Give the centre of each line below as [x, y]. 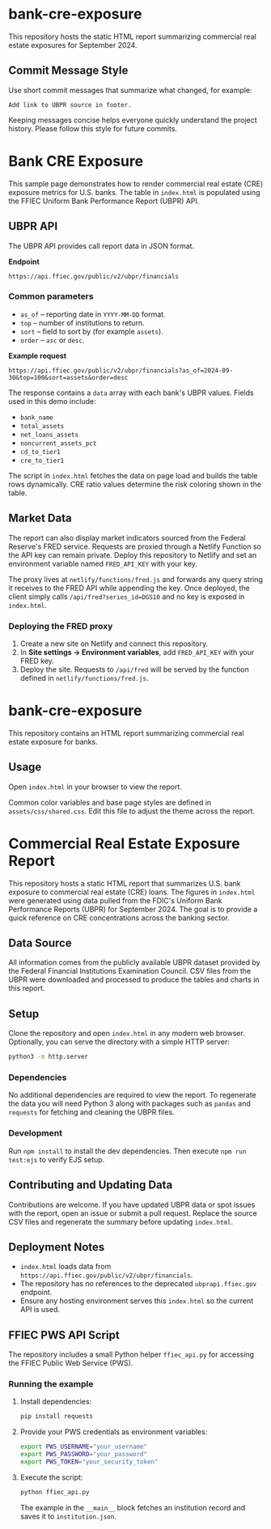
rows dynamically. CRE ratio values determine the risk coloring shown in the [135, 484]
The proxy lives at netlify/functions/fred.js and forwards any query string [135, 579]
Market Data [40, 518]
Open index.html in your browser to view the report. [95, 787]
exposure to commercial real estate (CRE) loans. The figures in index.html [132, 892]
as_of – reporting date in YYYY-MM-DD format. [93, 314]
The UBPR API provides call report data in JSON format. [102, 246]
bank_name [37, 418]
